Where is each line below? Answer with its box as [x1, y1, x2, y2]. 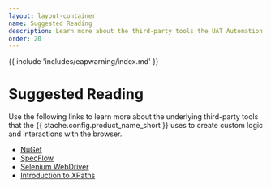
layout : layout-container [8, 11, 96, 20]
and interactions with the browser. [8, 129, 123, 139]
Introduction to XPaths [19, 171, 96, 181]
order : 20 [8, 34, 42, 43]
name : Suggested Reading [8, 19, 92, 28]
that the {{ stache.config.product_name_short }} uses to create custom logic [8, 121, 264, 130]
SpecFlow [19, 153, 54, 163]
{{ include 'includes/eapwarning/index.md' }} [8, 57, 160, 66]
